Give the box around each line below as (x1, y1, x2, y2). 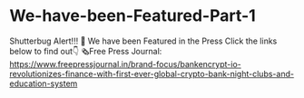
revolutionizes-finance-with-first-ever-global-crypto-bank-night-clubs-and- (9, 68, 295, 79)
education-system (9, 78, 78, 89)
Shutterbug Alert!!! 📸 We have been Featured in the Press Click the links (9, 35, 278, 46)
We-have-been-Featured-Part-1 (9, 5, 256, 26)
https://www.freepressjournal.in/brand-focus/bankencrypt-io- (9, 58, 242, 69)
